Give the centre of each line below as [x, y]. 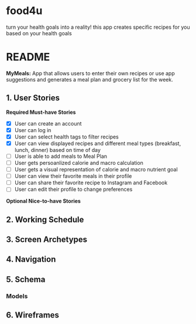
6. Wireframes [33, 315]
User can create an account [48, 123]
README [28, 57]
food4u [24, 11]
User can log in [33, 130]
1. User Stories [33, 98]
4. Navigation [31, 259]
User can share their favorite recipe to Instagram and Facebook [91, 183]
